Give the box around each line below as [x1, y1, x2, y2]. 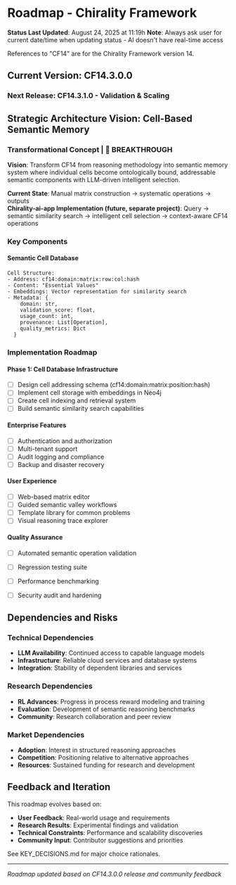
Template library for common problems [17, 509, 131, 517]
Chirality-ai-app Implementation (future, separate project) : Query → [7, 204, 209, 212]
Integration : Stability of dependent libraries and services [17, 663, 183, 673]
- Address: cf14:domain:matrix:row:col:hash [7, 276, 140, 283]
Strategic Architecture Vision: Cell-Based [7, 113, 193, 125]
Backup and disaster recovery [17, 460, 105, 469]
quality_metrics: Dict [20, 325, 86, 332]
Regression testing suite [17, 563, 88, 571]
